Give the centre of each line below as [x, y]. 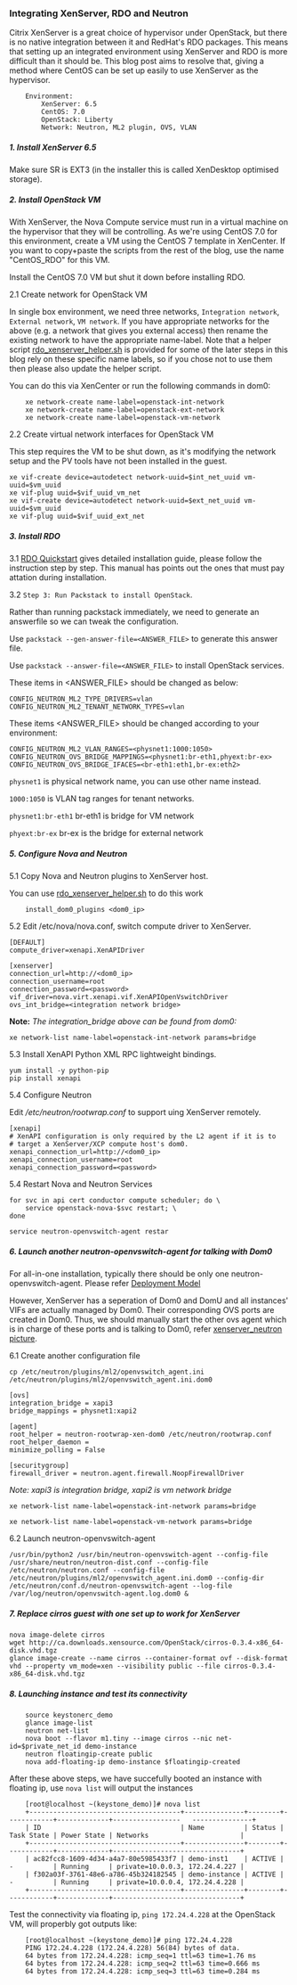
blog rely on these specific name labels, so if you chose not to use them [141, 359]
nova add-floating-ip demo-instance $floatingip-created [133, 1762]
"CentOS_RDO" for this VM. [60, 260]
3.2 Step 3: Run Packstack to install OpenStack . [101, 595]
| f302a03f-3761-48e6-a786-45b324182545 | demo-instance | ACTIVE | [155, 1874]
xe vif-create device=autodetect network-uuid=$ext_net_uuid [125, 501]
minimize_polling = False [57, 1450]
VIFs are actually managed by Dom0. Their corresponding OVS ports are [142, 1310]
